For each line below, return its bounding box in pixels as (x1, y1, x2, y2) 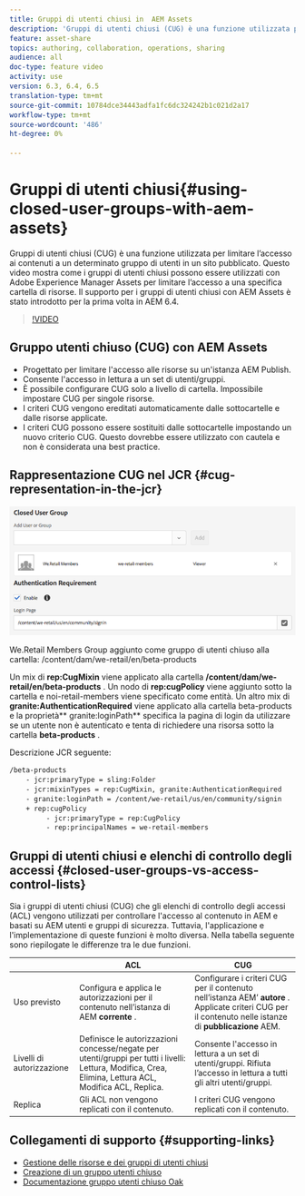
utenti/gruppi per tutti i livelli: (79, 1053, 186, 1064)
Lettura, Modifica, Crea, (79, 1063, 168, 1073)
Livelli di (13, 1053, 44, 1064)
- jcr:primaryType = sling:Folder (25, 776, 156, 785)
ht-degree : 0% (9, 130, 64, 139)
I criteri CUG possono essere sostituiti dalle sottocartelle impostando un (22, 422, 292, 433)
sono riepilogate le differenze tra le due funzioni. (9, 939, 192, 950)
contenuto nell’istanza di (79, 1001, 171, 1012)
